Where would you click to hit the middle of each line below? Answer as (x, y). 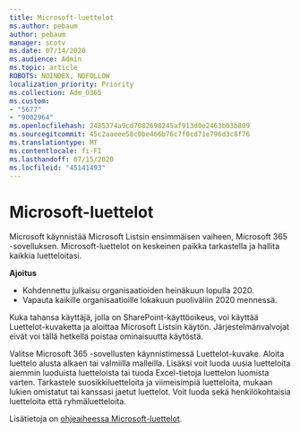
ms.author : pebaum (43, 26)
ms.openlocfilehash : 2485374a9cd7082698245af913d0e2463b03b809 (130, 126)
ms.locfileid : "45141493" (57, 168)
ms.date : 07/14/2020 (48, 51)
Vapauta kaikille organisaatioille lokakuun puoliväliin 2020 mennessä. (150, 300)
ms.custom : (30, 101)
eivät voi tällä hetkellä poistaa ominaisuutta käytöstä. (107, 336)
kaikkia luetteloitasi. (46, 255)
